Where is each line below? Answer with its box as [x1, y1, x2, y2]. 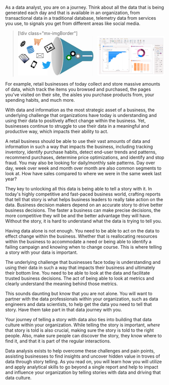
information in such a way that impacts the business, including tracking [5, 144, 153, 150]
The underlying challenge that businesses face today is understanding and [5, 259, 161, 265]
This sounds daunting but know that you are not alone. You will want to [5, 291, 153, 297]
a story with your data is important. [5, 249, 78, 255]
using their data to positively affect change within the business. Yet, [5, 118, 146, 124]
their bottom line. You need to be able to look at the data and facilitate [5, 270, 150, 276]
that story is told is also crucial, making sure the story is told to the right [5, 327, 154, 333]
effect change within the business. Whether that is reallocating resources [5, 233, 157, 240]
